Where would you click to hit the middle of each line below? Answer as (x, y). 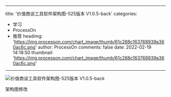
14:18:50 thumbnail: (33, 53)
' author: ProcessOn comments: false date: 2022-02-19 (93, 47)
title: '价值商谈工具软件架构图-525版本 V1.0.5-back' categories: (71, 14)
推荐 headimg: (28, 36)
